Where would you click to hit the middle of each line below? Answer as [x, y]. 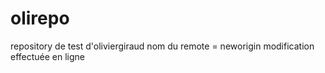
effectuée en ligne [48, 56]
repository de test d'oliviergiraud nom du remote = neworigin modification [162, 46]
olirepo [40, 18]
